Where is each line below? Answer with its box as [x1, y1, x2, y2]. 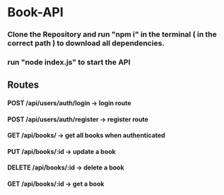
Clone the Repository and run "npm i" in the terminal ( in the [7, 30, 217, 40]
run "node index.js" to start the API [7, 57, 131, 67]
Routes [7, 79, 40, 91]
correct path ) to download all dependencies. [7, 38, 165, 48]
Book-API [7, 4, 64, 20]
